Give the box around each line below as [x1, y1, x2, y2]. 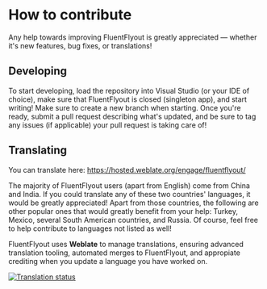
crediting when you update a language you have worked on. [8, 256, 208, 266]
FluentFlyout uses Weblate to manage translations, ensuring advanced [8, 239, 244, 249]
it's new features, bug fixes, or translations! [8, 40, 152, 50]
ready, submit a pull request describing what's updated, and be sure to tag [8, 111, 257, 121]
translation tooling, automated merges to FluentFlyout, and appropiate [8, 248, 240, 258]
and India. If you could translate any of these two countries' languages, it [8, 189, 251, 199]
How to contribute [8, 6, 132, 24]
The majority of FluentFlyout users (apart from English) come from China [8, 180, 250, 191]
